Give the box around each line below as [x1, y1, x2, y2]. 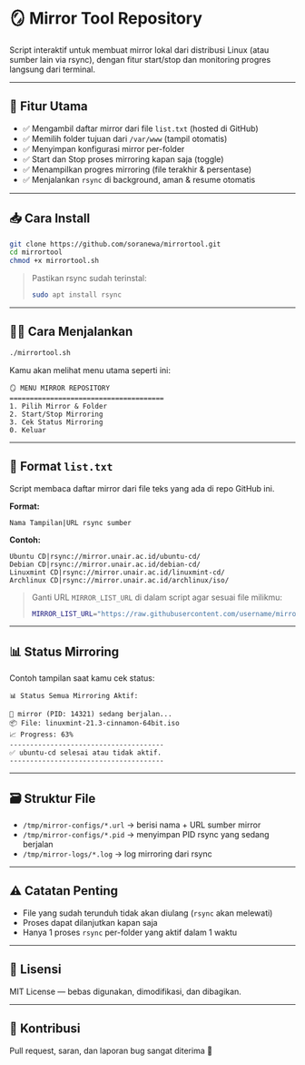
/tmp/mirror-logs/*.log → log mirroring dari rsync [22, 848, 212, 859]
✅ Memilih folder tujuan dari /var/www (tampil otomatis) [22, 133, 228, 144]
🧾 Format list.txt [9, 459, 113, 474]
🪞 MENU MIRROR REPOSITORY [9, 383, 111, 392]
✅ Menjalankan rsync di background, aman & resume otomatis [22, 174, 256, 185]
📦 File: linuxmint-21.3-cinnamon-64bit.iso [9, 719, 180, 728]
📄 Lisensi [9, 962, 62, 978]
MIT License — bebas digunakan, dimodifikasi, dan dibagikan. [9, 986, 242, 997]
